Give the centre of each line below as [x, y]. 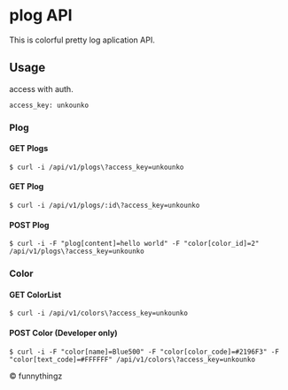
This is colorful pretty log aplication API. [82, 40]
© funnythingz [36, 376]
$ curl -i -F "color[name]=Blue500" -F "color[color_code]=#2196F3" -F [144, 352]
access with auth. [41, 88]
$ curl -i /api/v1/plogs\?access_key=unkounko [97, 167]
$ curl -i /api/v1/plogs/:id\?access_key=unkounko [105, 206]
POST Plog [29, 225]
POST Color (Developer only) [63, 333]
